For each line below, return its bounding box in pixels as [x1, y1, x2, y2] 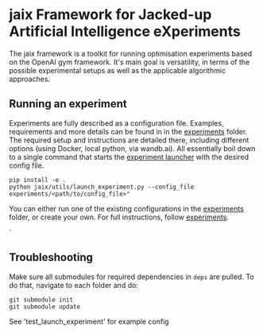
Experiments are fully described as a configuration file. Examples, [9, 118, 224, 128]
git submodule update [9, 302, 81, 311]
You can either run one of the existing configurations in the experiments [9, 204, 245, 213]
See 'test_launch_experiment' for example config [9, 317, 169, 326]
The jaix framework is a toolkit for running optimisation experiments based [9, 49, 253, 58]
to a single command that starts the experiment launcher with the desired [9, 152, 249, 161]
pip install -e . [9, 176, 67, 184]
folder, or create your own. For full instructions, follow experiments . [9, 212, 230, 222]
